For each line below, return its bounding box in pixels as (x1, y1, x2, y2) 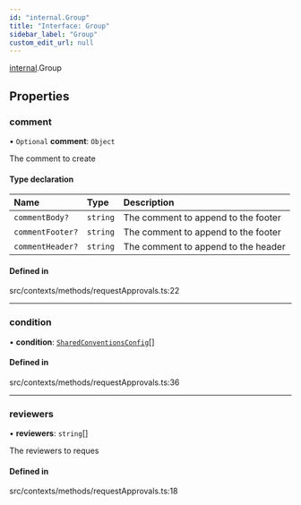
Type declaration (9, 174, 74, 184)
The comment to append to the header (123, 241, 286, 253)
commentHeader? (13, 242, 79, 252)
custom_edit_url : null (9, 38, 94, 47)
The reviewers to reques (9, 445, 99, 457)
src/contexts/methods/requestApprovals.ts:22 (9, 286, 180, 296)
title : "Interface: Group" (9, 21, 110, 30)
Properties (9, 89, 70, 104)
